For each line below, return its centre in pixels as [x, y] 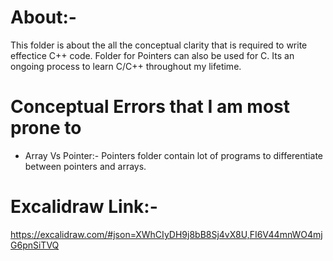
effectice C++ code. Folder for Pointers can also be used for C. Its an [152, 55]
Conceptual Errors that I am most [150, 107]
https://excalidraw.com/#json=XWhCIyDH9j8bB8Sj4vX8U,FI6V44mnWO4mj [166, 234]
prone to [46, 128]
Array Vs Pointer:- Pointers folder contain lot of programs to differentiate [173, 155]
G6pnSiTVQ [35, 245]
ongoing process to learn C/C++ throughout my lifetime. [126, 66]
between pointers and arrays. [85, 166]
